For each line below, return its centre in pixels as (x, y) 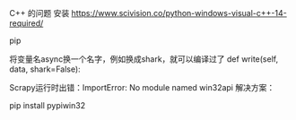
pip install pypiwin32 (48, 105)
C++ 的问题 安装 (39, 13)
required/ (26, 23)
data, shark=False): (45, 69)
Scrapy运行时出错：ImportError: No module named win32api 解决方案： (142, 87)
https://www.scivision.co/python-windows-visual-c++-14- (179, 13)
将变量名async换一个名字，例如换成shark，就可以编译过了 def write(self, (144, 59)
